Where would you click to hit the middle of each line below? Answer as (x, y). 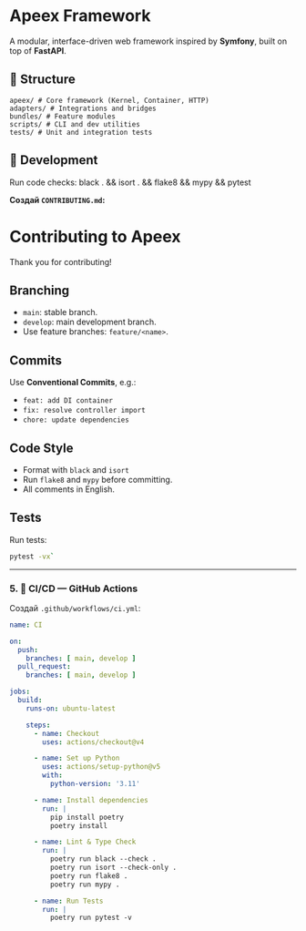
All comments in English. (69, 489)
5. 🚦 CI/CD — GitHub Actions (74, 588)
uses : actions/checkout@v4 (93, 742)
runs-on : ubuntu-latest (71, 708)
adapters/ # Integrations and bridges (83, 108)
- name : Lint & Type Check (85, 842)
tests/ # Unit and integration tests (81, 132)
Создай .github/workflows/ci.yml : (75, 608)
